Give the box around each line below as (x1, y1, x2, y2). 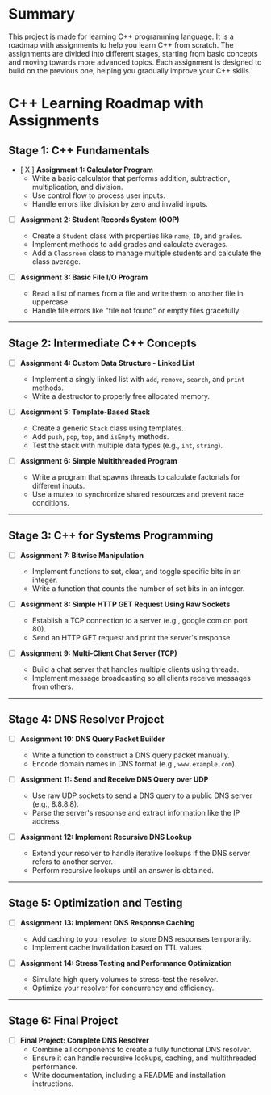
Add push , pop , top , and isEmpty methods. (31, 432, 169, 441)
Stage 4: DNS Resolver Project (8, 712, 165, 727)
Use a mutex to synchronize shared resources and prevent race (31, 489, 244, 499)
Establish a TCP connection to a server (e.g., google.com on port (31, 615, 248, 625)
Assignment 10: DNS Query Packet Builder (19, 734, 165, 744)
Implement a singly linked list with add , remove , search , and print (31, 374, 245, 384)
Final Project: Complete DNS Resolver (19, 1035, 149, 1045)
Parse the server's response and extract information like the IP (31, 808, 240, 817)
